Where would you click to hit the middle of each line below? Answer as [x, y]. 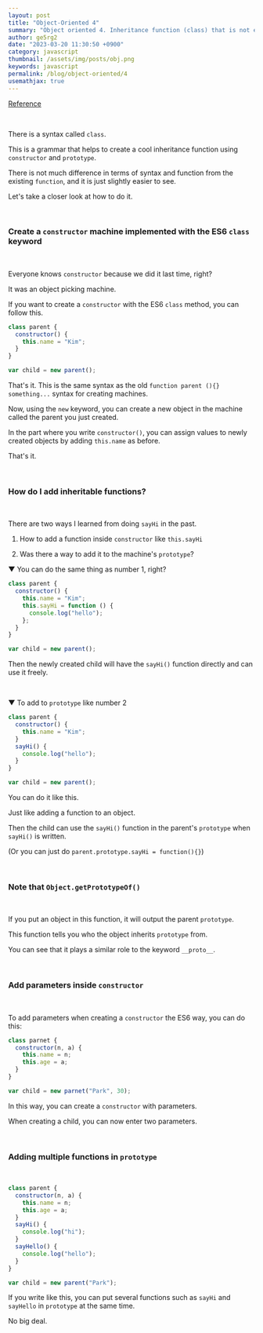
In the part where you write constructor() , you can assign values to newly [128, 433]
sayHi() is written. [37, 836]
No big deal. [28, 1321]
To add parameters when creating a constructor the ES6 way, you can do [126, 1017]
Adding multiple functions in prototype [83, 1156]
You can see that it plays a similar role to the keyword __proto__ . [112, 950]
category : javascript [43, 52]
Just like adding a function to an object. [72, 813]
